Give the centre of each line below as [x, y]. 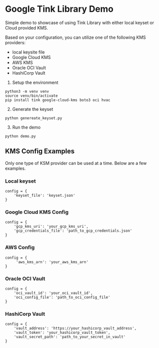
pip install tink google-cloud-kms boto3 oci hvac [58, 100]
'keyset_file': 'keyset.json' [45, 196]
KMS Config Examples [40, 151]
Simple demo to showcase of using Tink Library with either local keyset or [79, 23]
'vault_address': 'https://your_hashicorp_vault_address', [75, 328]
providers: [15, 42]
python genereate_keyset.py [34, 118]
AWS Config [20, 247]
